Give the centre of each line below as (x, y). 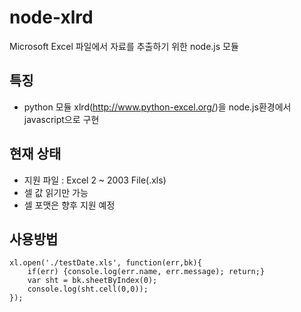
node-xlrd (51, 17)
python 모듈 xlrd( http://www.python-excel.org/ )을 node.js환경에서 (157, 107)
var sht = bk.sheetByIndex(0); (92, 281)
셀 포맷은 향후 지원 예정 (69, 205)
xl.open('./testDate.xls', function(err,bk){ (105, 263)
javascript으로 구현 (61, 119)
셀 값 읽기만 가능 (56, 192)
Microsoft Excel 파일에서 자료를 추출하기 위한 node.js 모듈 (124, 46)
